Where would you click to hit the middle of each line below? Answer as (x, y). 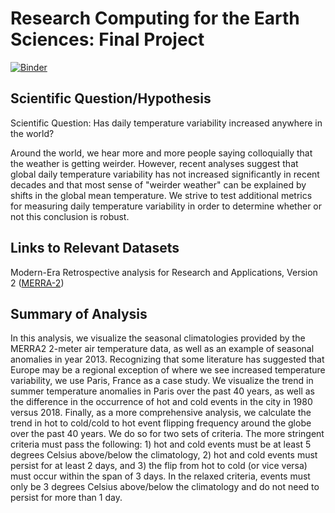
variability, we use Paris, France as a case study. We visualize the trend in (162, 381)
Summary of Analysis (79, 313)
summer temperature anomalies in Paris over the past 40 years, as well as (162, 391)
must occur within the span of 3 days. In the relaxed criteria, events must (160, 476)
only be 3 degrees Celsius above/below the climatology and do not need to (165, 487)
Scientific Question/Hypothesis (111, 98)
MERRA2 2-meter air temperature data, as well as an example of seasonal (162, 349)
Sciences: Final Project (107, 39)
